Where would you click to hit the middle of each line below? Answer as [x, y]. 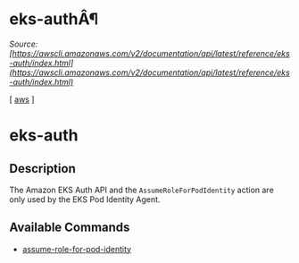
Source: [24, 44]
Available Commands [70, 228]
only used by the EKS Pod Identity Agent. [85, 199]
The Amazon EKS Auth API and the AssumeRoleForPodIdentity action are [141, 190]
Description [42, 169]
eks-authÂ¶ [54, 19]
